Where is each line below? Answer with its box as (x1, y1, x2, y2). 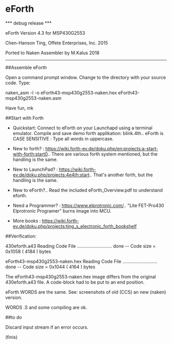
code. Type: (5, 80, 31, 86)
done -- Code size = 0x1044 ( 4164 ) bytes (5, 264, 96, 270)
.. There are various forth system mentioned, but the (47, 151, 158, 157)
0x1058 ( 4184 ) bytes (5, 248, 51, 255)
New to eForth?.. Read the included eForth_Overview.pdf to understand (12, 187, 163, 193)
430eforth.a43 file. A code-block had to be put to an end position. (5, 279, 145, 285)
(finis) (5, 334, 18, 340)
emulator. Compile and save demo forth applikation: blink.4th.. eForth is (12, 130, 164, 136)
